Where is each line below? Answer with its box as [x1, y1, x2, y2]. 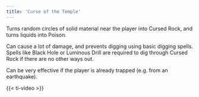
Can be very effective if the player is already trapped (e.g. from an [6, 66, 168, 74]
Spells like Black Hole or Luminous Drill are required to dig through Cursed [6, 48, 188, 56]
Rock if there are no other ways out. [6, 55, 94, 62]
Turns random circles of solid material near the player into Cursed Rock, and [6, 25, 193, 32]
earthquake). [6, 73, 37, 80]
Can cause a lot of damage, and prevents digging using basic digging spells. [6, 43, 194, 50]
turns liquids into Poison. [6, 31, 67, 38]
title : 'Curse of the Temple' [6, 8, 81, 15]
